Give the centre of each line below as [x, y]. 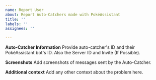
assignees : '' [20, 29]
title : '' [16, 19]
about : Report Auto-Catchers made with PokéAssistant [63, 15]
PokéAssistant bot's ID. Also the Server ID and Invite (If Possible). [73, 53]
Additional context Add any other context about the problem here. [74, 72]
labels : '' [17, 24]
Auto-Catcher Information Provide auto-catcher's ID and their [70, 47]
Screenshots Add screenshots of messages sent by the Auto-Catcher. [79, 62]
